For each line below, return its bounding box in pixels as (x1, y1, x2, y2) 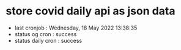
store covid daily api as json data (6, 4, 175, 18)
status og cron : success (14, 30, 77, 37)
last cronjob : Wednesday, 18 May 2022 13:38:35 (14, 24, 138, 31)
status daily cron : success (14, 37, 83, 44)
